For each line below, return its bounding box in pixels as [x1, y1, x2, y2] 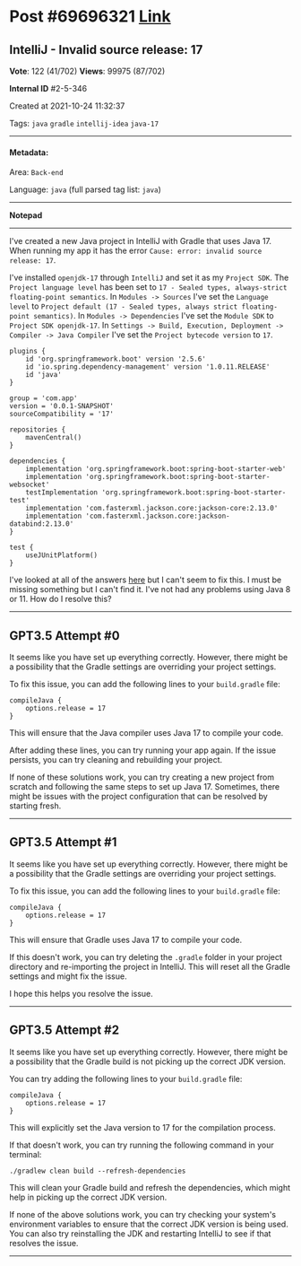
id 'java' [25, 371, 63, 380]
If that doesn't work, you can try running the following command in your [9, 1139, 275, 1150]
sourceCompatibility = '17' [9, 410, 115, 419]
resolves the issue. [9, 1237, 79, 1248]
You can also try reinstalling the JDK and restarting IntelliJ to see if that [9, 1227, 271, 1239]
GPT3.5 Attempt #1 [9, 834, 117, 850]
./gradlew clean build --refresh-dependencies [9, 1166, 186, 1175]
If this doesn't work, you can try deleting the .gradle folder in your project [9, 951, 282, 962]
